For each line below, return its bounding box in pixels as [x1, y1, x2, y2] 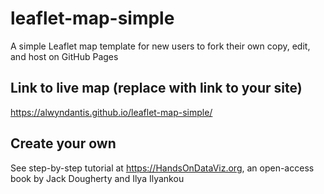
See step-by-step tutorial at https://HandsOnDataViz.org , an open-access [10, 162, 315, 174]
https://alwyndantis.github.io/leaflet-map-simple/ [10, 106, 213, 118]
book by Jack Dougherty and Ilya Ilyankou [10, 172, 185, 184]
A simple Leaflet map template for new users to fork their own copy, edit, [10, 40, 311, 52]
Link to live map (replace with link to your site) [10, 80, 303, 97]
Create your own [10, 135, 117, 152]
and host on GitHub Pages [10, 50, 119, 62]
